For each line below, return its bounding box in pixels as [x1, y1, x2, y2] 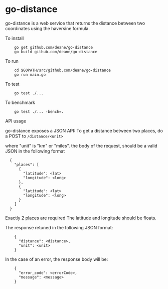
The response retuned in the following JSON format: [5, 224, 113, 230]
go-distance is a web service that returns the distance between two [5, 20, 145, 26]
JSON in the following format [5, 148, 65, 154]
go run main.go [14, 72, 46, 77]
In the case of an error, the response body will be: [5, 256, 108, 262]
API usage [5, 118, 27, 124]
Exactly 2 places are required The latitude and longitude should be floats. [5, 215, 156, 221]
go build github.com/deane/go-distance [14, 49, 98, 54]
